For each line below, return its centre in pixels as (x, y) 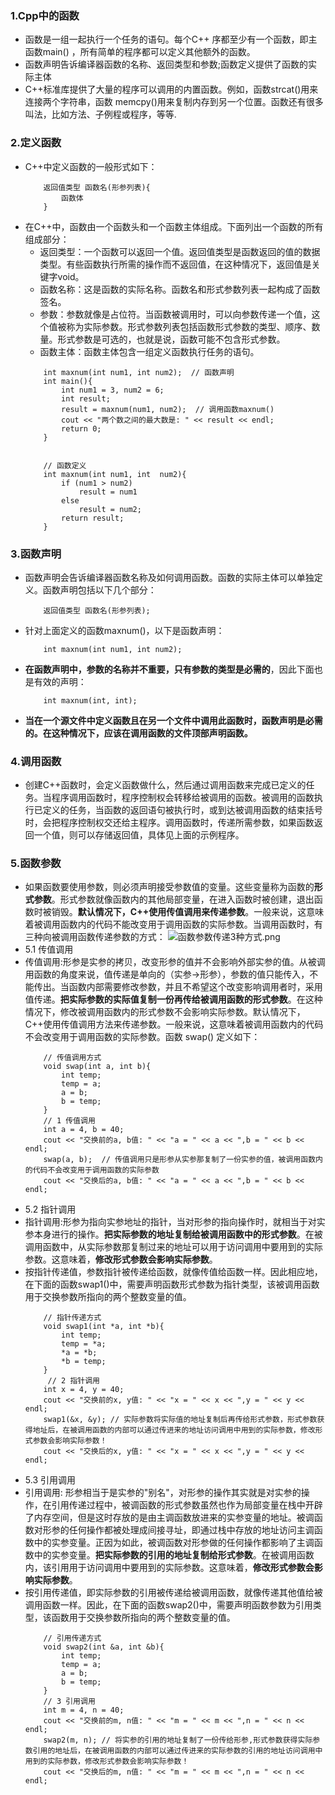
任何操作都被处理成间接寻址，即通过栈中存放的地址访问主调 (191, 1530)
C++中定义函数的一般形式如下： (91, 166)
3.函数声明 (36, 554)
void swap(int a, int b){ (97, 1067)
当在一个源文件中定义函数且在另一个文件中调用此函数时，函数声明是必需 (173, 720)
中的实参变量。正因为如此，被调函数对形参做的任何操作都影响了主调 (174, 1543)
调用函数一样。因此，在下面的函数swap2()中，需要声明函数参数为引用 (168, 1605)
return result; (93, 518)
